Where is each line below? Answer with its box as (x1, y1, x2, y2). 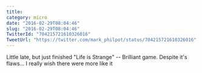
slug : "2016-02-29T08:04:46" (6, 25, 80, 32)
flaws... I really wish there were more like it (6, 60, 113, 67)
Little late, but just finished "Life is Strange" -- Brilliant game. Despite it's (6, 54, 187, 60)
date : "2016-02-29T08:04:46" (6, 20, 80, 26)
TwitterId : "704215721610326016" (6, 31, 91, 37)
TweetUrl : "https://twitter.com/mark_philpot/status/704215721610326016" (6, 37, 197, 43)
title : (6, 8, 23, 15)
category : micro (6, 14, 47, 21)
